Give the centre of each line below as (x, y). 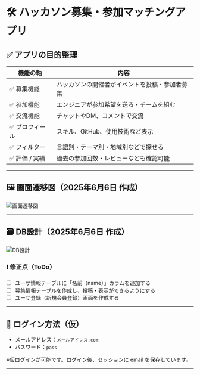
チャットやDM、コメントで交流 (100, 116)
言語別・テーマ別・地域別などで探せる (110, 147)
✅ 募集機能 (24, 89)
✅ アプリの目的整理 (42, 55)
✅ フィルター (27, 147)
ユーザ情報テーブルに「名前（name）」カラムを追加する (82, 283)
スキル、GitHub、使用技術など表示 (105, 131)
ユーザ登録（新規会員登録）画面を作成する (67, 298)
